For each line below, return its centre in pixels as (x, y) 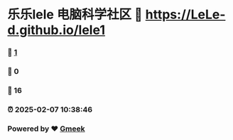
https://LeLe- (185, 15)
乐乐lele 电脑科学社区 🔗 (75, 15)
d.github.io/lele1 (56, 30)
